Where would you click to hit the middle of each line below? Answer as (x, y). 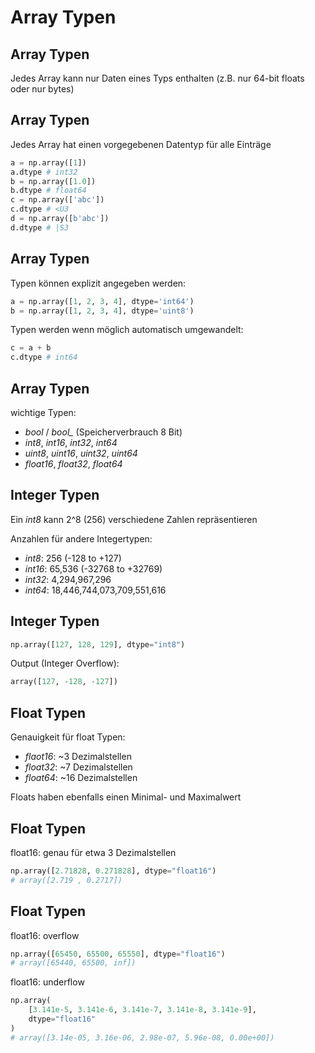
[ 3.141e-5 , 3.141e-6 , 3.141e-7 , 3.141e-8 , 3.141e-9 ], (142, 1010)
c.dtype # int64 (44, 357)
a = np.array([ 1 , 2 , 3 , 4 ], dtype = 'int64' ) (102, 301)
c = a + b (31, 348)
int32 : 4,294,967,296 (68, 579)
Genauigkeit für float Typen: (68, 737)
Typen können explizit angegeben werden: (98, 283)
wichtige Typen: (43, 412)
